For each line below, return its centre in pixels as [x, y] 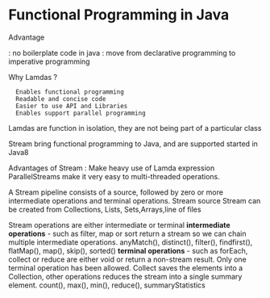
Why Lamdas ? [33, 77]
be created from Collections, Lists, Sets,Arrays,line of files [105, 209]
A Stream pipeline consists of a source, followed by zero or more [116, 192]
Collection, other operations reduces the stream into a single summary [125, 276]
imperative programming [49, 61]
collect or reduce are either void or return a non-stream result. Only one [128, 259]
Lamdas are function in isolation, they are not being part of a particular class [135, 128]
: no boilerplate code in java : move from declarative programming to [122, 52]
